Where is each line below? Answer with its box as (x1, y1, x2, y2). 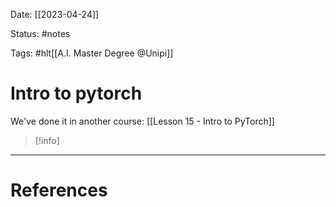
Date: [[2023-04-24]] (10, 9, 100, 20)
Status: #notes (10, 28, 71, 39)
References (10, 179, 108, 202)
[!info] (34, 134, 60, 146)
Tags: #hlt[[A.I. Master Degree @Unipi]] (10, 47, 174, 59)
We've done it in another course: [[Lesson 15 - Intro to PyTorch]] (10, 115, 275, 127)
